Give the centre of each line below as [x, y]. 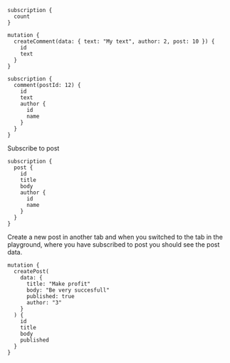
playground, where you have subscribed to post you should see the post [114, 245]
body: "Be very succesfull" [68, 290]
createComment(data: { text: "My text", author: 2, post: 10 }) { [114, 41]
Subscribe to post [33, 148]
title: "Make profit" [58, 284]
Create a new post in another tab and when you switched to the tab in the [115, 237]
